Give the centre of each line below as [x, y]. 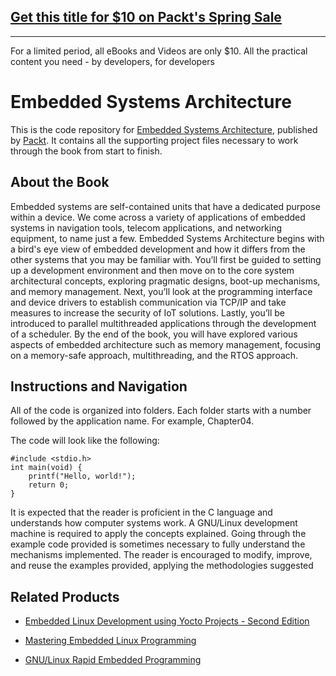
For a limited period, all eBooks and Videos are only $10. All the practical [159, 51]
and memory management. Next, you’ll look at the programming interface [161, 291]
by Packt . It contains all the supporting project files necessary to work [154, 140]
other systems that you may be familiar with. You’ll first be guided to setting [166, 259]
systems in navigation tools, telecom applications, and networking [146, 227]
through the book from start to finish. [86, 151]
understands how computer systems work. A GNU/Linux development [154, 523]
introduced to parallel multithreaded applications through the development [163, 323]
